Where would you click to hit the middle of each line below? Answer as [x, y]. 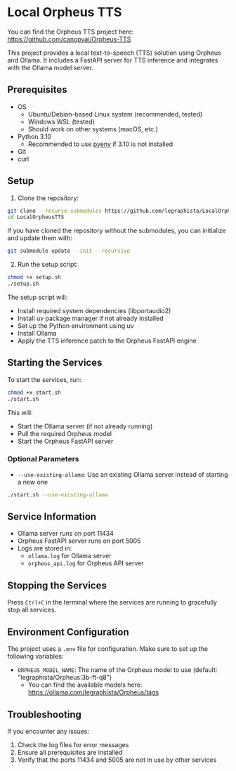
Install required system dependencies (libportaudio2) [94, 310]
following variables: [35, 657]
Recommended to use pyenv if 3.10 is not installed [100, 144]
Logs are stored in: [45, 548]
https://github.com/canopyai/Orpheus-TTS [69, 39]
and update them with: [40, 238]
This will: [20, 412]
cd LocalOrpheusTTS [36, 217]
